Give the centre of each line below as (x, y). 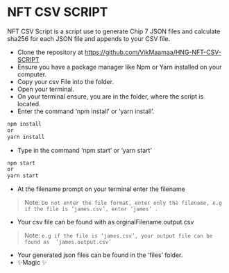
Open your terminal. (46, 89)
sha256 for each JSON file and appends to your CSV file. (89, 38)
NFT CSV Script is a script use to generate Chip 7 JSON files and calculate (114, 31)
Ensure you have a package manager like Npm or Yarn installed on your (119, 67)
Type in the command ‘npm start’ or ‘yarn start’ (85, 150)
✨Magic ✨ (32, 263)
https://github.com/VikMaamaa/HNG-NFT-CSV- (153, 52)
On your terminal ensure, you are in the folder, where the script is (110, 96)
